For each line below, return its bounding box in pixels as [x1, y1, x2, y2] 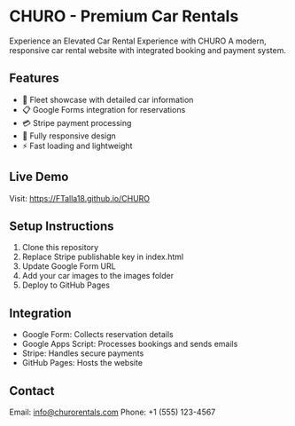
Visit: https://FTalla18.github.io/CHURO [9, 193, 151, 203]
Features [9, 71, 59, 86]
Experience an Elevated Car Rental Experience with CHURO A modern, [9, 35, 268, 46]
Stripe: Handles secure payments [21, 348, 144, 359]
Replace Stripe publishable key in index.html [21, 251, 184, 263]
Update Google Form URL [21, 261, 117, 272]
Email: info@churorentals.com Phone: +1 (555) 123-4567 [9, 406, 216, 417]
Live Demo [9, 170, 69, 185]
